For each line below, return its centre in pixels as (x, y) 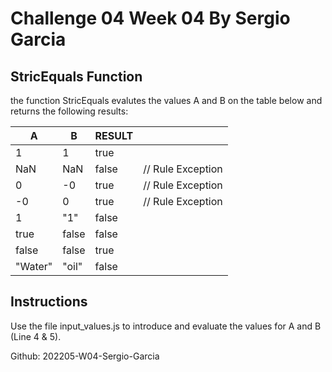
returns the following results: (69, 111)
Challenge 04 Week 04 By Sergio (150, 18)
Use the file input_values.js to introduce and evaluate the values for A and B (166, 326)
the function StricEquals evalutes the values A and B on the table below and (166, 100)
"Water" (34, 266)
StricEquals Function (76, 76)
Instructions (49, 302)
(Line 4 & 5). (36, 336)
